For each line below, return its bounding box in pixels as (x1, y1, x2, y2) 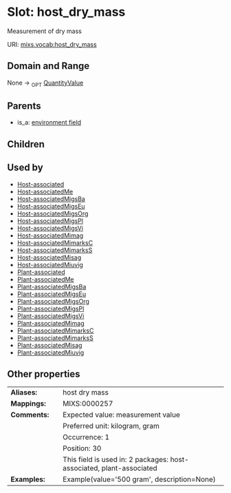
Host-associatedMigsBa (16, 194, 86, 203)
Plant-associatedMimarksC (16, 326, 94, 335)
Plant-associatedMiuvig (16, 348, 85, 357)
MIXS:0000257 (63, 399, 113, 408)
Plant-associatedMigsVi (16, 311, 85, 320)
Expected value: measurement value (63, 410, 180, 420)
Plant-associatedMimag (16, 319, 85, 327)
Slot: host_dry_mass (7, 4, 126, 20)
